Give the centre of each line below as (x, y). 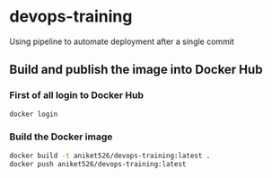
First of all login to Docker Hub (77, 95)
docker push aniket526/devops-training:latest (98, 164)
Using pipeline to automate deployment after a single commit (122, 41)
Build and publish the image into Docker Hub (136, 70)
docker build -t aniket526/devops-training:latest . (110, 156)
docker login (34, 114)
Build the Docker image (61, 137)
